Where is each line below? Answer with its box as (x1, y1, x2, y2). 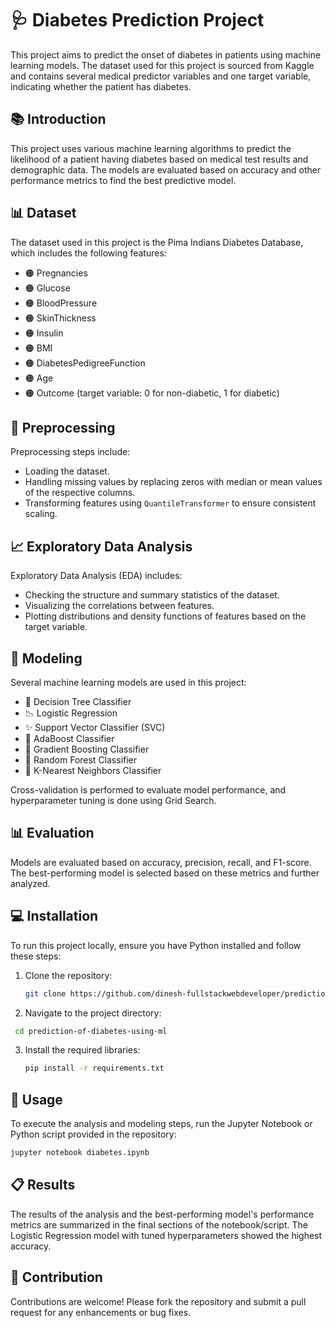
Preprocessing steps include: (10, 446, 131, 458)
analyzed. (10, 877, 51, 889)
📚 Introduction (10, 111, 107, 128)
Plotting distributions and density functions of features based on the (24, 610, 307, 622)
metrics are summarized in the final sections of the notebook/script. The (10, 1218, 308, 1231)
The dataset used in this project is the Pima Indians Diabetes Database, (10, 236, 304, 248)
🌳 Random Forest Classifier (24, 754, 138, 766)
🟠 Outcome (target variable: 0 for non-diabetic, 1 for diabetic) (24, 387, 280, 399)
